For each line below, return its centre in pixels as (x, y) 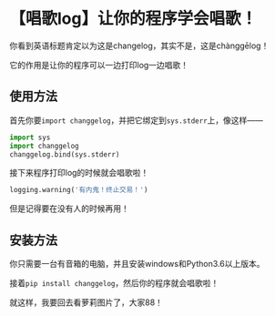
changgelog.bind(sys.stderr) (65, 154)
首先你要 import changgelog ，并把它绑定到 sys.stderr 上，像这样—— (137, 120)
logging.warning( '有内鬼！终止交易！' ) (79, 190)
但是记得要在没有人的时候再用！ (69, 209)
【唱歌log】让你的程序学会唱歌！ (133, 19)
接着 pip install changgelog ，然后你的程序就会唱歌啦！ (114, 283)
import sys (30, 138)
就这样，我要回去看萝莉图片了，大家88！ (87, 302)
